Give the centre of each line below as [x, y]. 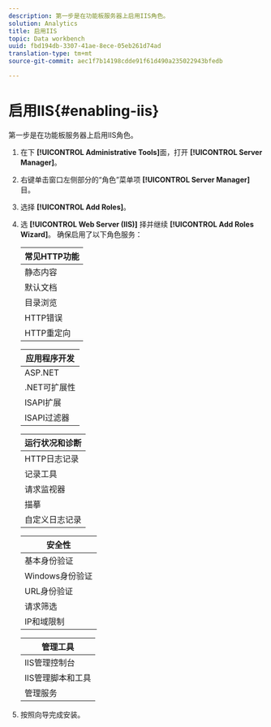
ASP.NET [41, 372]
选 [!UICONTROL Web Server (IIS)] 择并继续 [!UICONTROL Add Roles [137, 224]
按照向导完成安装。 [52, 714]
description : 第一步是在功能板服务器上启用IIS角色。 [89, 16]
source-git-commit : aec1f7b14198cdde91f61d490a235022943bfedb [116, 62]
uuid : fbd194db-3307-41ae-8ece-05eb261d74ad [85, 46]
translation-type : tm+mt [50, 54]
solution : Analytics [43, 24]
